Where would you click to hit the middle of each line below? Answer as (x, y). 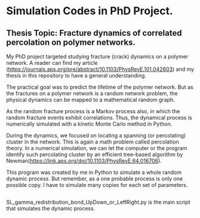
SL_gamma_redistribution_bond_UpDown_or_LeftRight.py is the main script (98, 202)
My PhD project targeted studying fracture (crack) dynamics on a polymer (97, 57)
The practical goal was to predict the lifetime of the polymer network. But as (100, 87)
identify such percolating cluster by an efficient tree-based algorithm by (95, 154)
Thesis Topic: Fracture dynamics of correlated (94, 33)
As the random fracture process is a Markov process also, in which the (93, 111)
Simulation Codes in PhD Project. (90, 11)
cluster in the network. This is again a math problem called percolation (93, 142)
